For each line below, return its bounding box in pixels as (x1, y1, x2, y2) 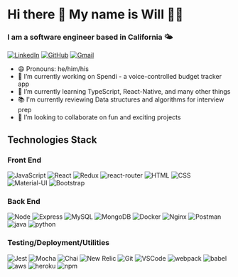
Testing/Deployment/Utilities (7, 238, 110, 248)
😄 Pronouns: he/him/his (17, 65, 89, 73)
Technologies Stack (7, 134, 97, 146)
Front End (7, 155, 42, 165)
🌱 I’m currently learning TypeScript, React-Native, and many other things (17, 87, 231, 96)
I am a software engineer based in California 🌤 (7, 32, 173, 42)
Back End (7, 197, 40, 207)
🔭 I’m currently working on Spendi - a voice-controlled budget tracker (17, 72, 222, 81)
